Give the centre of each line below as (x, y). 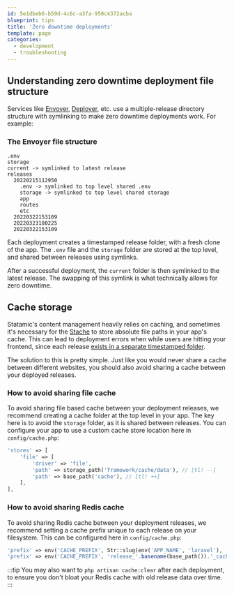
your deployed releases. (42, 375)
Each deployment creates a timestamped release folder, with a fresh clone (114, 242)
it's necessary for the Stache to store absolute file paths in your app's (107, 332)
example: (20, 124)
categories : (24, 40)
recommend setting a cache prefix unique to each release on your (102, 530)
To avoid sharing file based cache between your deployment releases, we (113, 408)
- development (34, 46)
